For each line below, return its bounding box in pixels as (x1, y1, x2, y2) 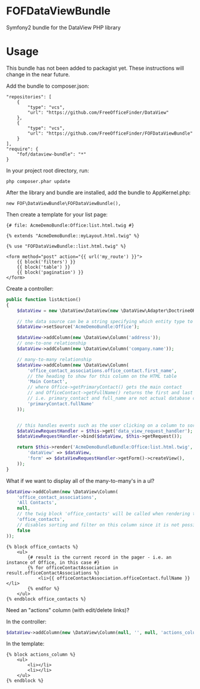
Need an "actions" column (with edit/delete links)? (6, 606, 130, 613)
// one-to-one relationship (17, 340, 86, 346)
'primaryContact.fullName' (27, 401, 95, 406)
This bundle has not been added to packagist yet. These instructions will (6, 64, 185, 72)
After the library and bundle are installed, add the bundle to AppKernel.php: (6, 189, 191, 196)
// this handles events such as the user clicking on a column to (17, 422, 185, 429)
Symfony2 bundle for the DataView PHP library (6, 24, 121, 31)
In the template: (6, 640, 45, 647)
